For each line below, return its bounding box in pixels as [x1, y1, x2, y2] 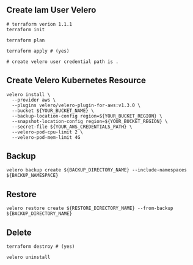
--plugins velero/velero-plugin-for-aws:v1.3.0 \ [12, 102, 140, 108]
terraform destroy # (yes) [6, 244, 75, 250]
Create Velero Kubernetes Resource [6, 75, 147, 86]
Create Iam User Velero [6, 5, 96, 15]
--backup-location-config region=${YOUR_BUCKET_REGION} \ [12, 113, 163, 119]
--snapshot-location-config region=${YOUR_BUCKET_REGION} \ [12, 118, 168, 124]
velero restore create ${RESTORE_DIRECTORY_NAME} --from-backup [6, 205, 173, 212]
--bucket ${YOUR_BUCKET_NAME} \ [12, 107, 95, 114]
